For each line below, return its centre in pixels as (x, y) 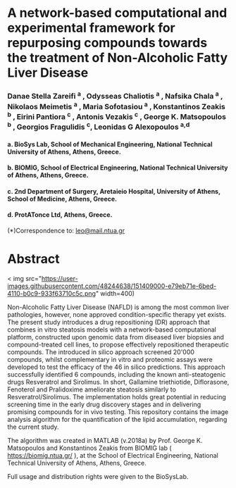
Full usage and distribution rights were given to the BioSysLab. (98, 476)
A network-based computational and (117, 13)
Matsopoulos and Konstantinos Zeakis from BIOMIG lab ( (89, 448)
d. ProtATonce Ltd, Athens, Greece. (60, 215)
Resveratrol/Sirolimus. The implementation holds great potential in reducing (117, 396)
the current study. (33, 427)
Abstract (33, 259)
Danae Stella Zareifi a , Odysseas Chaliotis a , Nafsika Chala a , (115, 96)
